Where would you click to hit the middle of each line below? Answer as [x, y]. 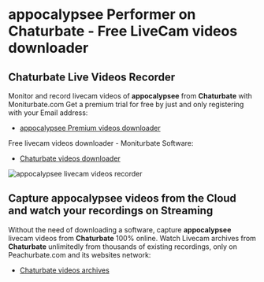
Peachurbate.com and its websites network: [80, 254]
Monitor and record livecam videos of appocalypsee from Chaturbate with [130, 96]
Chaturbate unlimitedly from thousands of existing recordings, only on [123, 247]
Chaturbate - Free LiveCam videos [123, 31]
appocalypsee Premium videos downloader [90, 128]
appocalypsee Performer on [102, 15]
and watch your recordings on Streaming [111, 211]
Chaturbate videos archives [65, 270]
